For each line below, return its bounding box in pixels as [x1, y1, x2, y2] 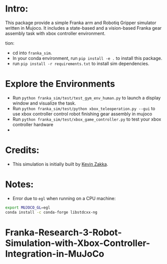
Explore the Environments [5, 78, 115, 90]
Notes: [5, 179, 34, 190]
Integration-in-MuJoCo [5, 248, 104, 259]
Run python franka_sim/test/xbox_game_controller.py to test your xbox [12, 116, 161, 122]
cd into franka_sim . [12, 50, 52, 56]
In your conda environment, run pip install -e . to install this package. [12, 55, 162, 61]
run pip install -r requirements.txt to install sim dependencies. [12, 60, 149, 66]
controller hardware [12, 121, 54, 127]
